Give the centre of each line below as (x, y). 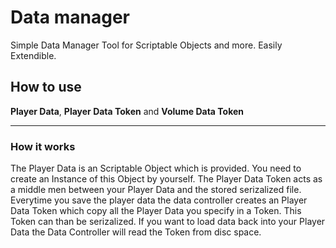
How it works (43, 146)
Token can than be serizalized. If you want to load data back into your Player (168, 222)
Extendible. (33, 55)
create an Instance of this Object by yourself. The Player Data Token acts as (166, 179)
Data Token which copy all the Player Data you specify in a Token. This (156, 211)
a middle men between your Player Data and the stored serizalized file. (156, 190)
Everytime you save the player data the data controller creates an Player (159, 200)
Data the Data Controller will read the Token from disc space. (136, 232)
